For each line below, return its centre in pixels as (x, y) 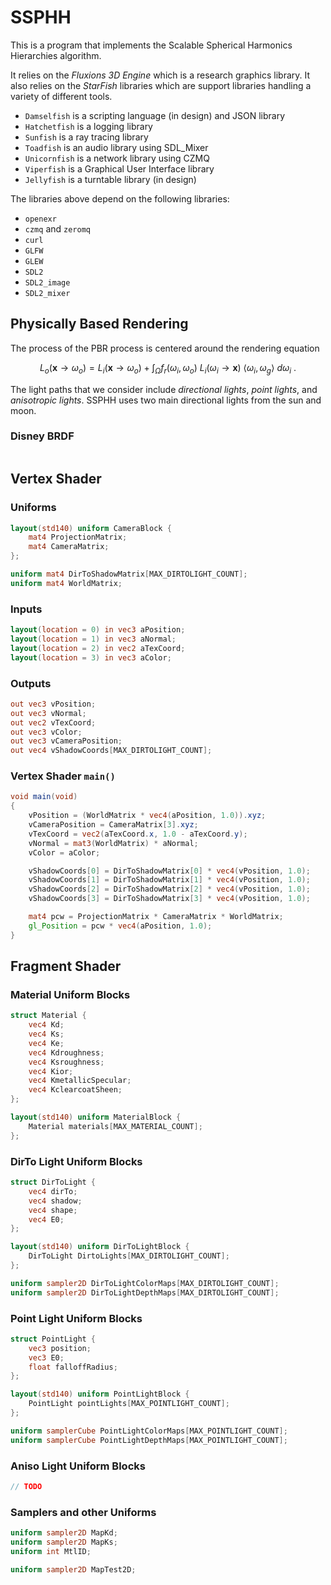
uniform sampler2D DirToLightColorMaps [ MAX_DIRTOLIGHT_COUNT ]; (145, 1283)
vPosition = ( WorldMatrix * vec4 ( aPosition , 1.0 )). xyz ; (147, 816)
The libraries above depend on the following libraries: (120, 198)
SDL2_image (47, 282)
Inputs (26, 609)
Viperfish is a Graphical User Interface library (119, 168)
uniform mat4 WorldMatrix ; (66, 583)
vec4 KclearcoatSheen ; (75, 1090)
